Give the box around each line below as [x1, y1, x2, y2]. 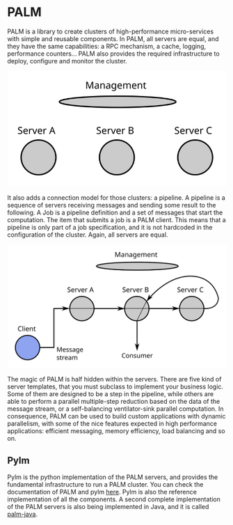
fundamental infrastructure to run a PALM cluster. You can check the [7, 480, 204, 489]
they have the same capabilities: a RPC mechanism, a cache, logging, [7, 42, 207, 50]
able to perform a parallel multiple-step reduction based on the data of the [7, 398, 220, 406]
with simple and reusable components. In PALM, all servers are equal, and [7, 34, 219, 42]
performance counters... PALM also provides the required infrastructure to [7, 49, 220, 58]
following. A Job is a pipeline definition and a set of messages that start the [7, 208, 223, 217]
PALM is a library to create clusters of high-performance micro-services [7, 27, 214, 36]
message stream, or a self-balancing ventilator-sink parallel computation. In [7, 405, 224, 413]
